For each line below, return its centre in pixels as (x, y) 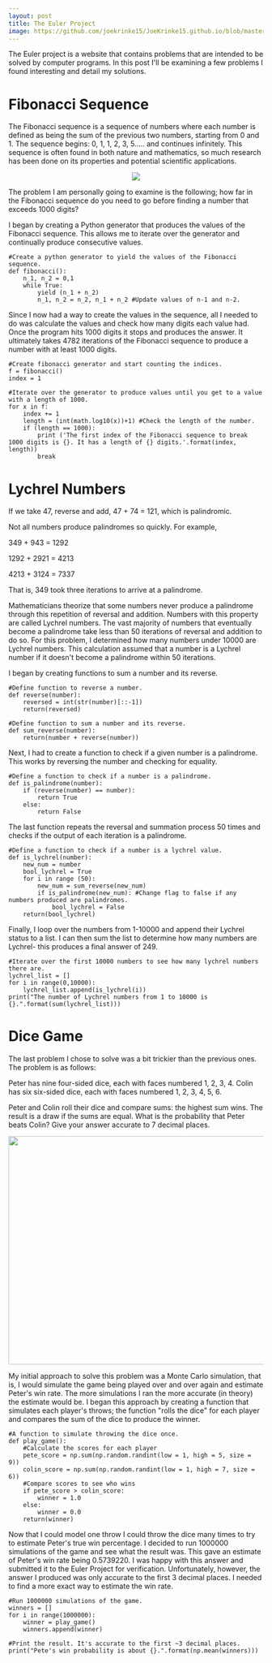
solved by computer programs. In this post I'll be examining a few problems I (136, 63)
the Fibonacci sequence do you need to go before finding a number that (129, 201)
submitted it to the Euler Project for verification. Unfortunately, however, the (134, 1569)
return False (59, 812)
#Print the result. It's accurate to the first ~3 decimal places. (125, 1644)
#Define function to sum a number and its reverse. (97, 724)
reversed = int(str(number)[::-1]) (83, 702)
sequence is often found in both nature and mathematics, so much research (135, 153)
